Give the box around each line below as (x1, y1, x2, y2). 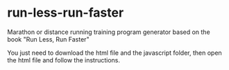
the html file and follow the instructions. (7, 55, 120, 64)
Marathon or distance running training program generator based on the (7, 28, 210, 36)
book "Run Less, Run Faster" (7, 35, 90, 43)
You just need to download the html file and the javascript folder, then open (7, 49, 222, 57)
